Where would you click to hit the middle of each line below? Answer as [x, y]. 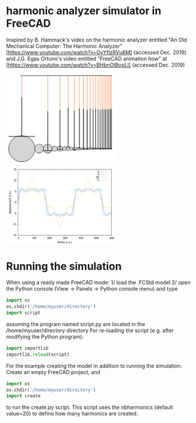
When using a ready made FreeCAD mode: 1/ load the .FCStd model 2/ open [98, 282]
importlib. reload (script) [38, 354]
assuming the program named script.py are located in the [76, 324]
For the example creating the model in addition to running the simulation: [94, 366]
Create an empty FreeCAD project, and [53, 372]
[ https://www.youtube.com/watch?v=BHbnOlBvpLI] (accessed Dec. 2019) [96, 65]
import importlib [27, 348]
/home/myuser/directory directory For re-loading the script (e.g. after [90, 330]
